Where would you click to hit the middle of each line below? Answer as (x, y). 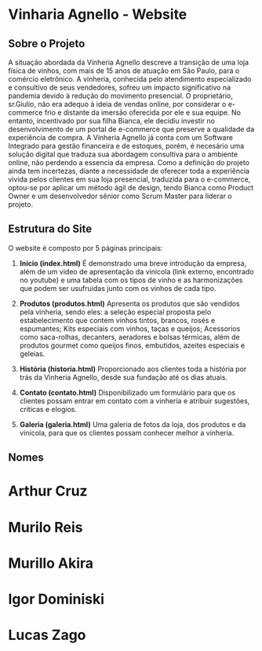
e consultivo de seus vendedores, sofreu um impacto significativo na (120, 87)
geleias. (32, 353)
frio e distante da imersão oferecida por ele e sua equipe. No (143, 112)
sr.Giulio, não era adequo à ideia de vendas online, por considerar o (117, 104)
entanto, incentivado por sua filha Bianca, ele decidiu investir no (112, 121)
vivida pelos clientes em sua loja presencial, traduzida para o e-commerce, (129, 179)
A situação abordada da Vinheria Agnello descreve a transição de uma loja (129, 62)
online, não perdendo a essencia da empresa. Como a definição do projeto (129, 162)
